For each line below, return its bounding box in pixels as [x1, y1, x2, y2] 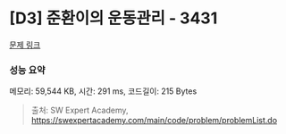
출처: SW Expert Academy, [30, 105, 129, 116]
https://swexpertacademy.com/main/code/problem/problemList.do [30, 115, 278, 126]
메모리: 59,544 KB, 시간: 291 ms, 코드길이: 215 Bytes [9, 86, 198, 96]
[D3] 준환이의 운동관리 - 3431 [9, 8, 218, 29]
